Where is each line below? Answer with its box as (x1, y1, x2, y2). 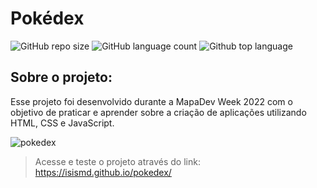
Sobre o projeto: (10, 69, 113, 86)
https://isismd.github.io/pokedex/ (34, 166, 172, 178)
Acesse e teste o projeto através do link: (34, 155, 201, 167)
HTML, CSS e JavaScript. (10, 117, 115, 129)
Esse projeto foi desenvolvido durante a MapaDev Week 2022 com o (10, 95, 293, 107)
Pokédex (10, 7, 85, 30)
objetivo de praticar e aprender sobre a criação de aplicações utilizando (10, 106, 307, 118)
